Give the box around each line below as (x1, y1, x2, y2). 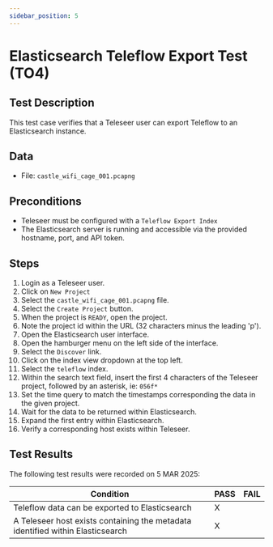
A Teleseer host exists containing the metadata (13, 515, 192, 526)
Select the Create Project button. (20, 304, 134, 314)
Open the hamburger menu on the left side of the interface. (20, 338, 219, 348)
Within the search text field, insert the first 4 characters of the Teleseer (20, 373, 258, 383)
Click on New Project (20, 286, 91, 296)
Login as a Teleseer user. (20, 278, 105, 288)
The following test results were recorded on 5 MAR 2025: (9, 469, 201, 478)
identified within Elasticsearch (13, 525, 128, 536)
